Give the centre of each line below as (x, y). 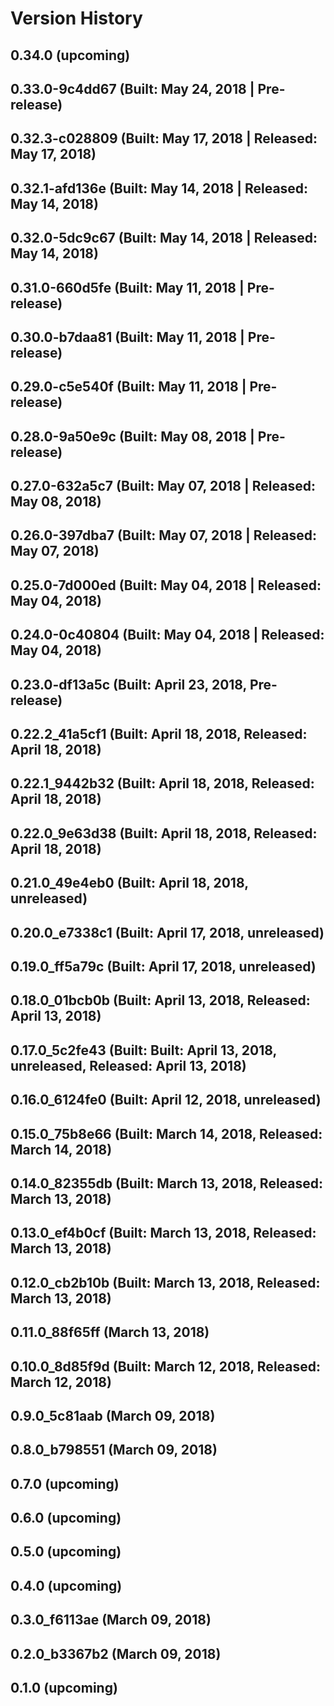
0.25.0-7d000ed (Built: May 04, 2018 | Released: (166, 585)
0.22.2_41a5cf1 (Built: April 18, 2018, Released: (159, 734)
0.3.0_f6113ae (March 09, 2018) (111, 1620)
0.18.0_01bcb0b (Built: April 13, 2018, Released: (160, 1000)
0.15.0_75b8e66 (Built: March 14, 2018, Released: (166, 1133)
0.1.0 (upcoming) (64, 1688)
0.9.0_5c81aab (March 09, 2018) (113, 1415)
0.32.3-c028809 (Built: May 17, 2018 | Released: (164, 138)
